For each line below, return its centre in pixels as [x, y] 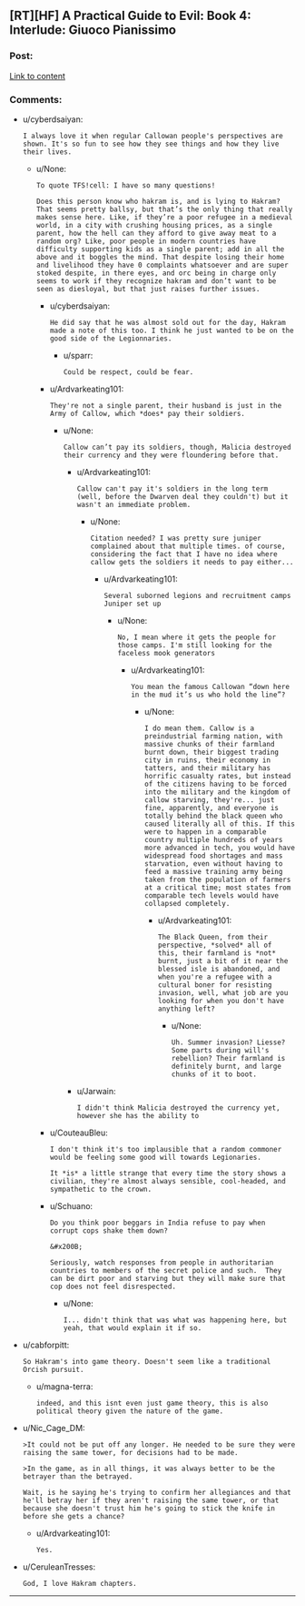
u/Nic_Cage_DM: [54, 1428]
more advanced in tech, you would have [219, 848]
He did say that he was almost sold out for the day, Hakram [167, 322]
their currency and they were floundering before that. [171, 455]
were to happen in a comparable [205, 832]
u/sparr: [78, 355]
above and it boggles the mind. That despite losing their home [160, 257]
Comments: [36, 99]
